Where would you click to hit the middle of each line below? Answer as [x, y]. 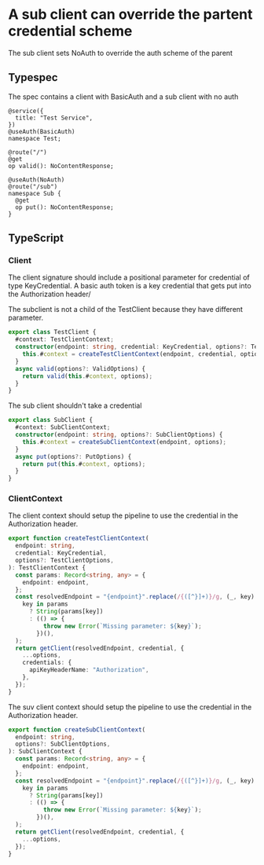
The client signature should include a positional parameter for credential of [129, 277]
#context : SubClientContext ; [63, 427]
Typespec [33, 77]
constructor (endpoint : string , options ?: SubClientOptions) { [119, 435]
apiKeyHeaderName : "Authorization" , [89, 670]
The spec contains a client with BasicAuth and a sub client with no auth [123, 97]
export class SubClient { [50, 420]
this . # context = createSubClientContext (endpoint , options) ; [124, 442]
